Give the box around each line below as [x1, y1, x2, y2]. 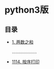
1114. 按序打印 [11, 59, 40, 65]
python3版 [4, 4, 49, 16]
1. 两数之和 [11, 39, 34, 45]
